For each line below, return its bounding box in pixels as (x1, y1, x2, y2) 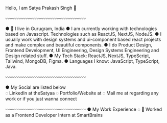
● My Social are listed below (5, 84, 66, 90)
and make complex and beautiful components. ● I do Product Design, (5, 42, 152, 48)
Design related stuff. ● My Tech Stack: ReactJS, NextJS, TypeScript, (5, 53, 151, 59)
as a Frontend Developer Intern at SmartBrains (5, 112, 103, 118)
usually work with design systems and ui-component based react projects (5, 36, 161, 42)
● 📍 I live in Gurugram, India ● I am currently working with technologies (5, 26, 157, 32)
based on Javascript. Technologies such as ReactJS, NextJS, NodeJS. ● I (5, 31, 162, 37)
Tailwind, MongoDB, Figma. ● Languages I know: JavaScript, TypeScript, (5, 58, 160, 64)
